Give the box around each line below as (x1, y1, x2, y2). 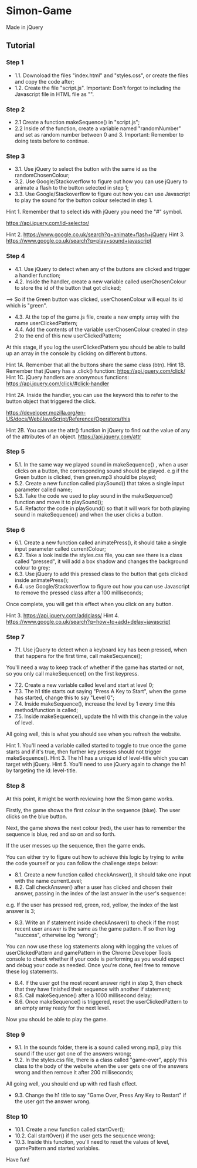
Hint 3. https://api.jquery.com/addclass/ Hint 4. (6, 612, 120, 619)
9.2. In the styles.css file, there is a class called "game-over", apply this (14, 1056, 188, 1063)
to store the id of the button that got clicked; (14, 284, 121, 291)
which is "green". (6, 302, 47, 309)
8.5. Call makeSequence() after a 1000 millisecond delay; (14, 991, 152, 999)
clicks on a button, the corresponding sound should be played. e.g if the (14, 467, 189, 474)
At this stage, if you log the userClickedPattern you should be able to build (6, 343, 185, 350)
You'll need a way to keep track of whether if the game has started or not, (6, 664, 184, 671)
